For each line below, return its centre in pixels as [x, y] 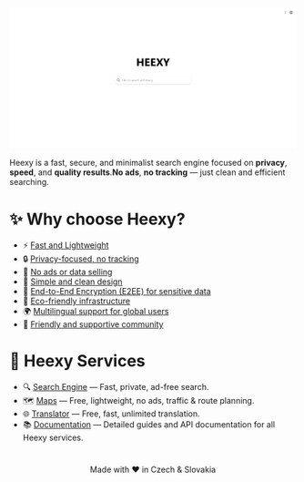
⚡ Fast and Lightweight [66, 245]
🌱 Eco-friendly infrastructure [76, 301]
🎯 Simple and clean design [72, 282]
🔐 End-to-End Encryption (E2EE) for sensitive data [117, 292]
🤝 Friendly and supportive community [93, 324]
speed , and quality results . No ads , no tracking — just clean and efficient [147, 172]
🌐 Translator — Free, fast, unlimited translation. [111, 414]
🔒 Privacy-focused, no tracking [81, 259]
